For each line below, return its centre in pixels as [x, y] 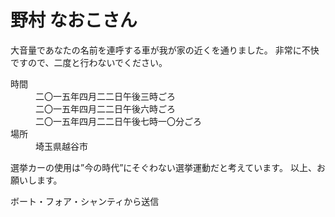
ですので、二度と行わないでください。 [89, 62]
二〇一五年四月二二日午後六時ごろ [105, 108]
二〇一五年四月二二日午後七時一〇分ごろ [118, 121]
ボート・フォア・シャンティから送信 [85, 201]
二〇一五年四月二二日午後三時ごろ [105, 96]
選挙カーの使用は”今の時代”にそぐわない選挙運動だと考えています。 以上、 [163, 167]
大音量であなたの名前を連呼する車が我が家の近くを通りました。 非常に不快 [165, 50]
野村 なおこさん [74, 20]
